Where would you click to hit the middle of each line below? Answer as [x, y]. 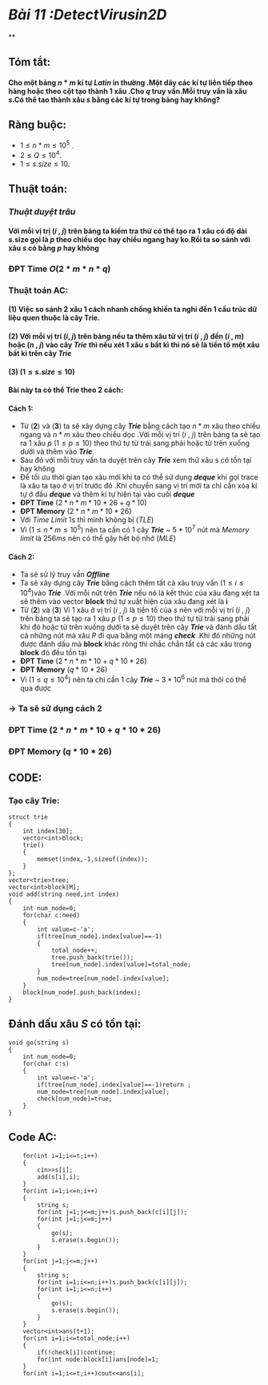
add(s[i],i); [59, 1176]
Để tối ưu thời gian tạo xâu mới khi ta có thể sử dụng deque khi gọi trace [139, 477]
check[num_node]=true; [75, 1099]
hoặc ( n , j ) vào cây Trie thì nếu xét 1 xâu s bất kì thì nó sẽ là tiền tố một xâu [134, 344]
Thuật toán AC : [38, 290]
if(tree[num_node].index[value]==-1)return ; [114, 1084]
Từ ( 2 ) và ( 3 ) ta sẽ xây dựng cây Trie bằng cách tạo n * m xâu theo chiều [140, 426]
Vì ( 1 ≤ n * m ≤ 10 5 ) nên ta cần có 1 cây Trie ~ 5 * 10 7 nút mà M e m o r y [134, 529]
